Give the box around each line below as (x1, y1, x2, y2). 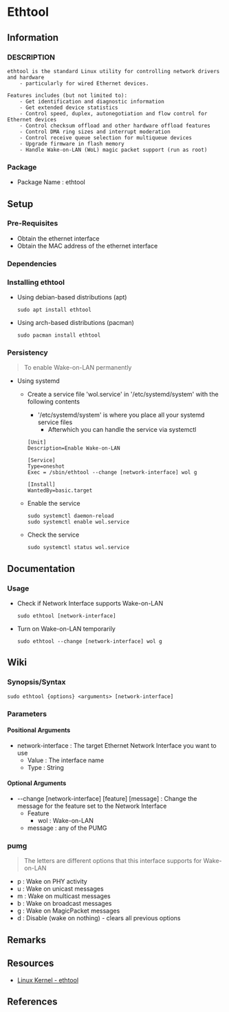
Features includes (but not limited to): (7, 92, 128, 99)
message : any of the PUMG (27, 824, 107, 832)
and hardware (7, 74, 45, 81)
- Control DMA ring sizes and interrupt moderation (19, 128, 171, 135)
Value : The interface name (27, 756, 105, 764)
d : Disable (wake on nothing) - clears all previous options (17, 914, 181, 922)
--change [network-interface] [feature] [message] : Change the (17, 795, 197, 803)
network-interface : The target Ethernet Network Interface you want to (17, 741, 217, 749)
